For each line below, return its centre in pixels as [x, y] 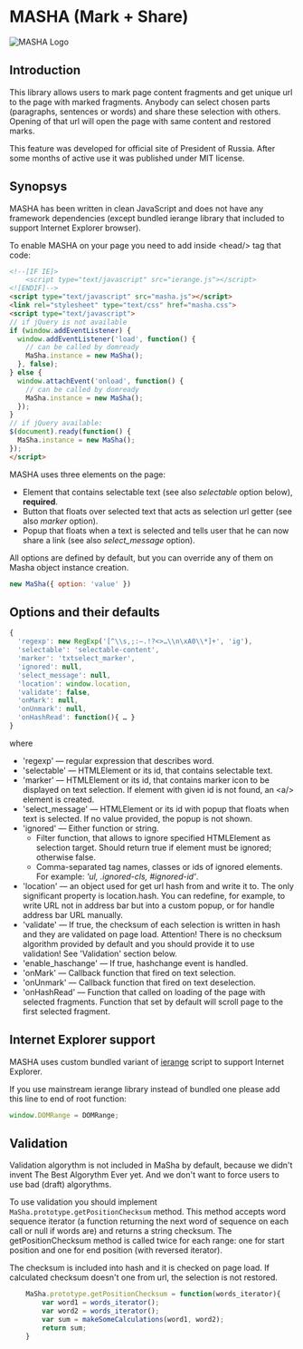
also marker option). [60, 521]
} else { [26, 373]
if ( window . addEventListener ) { [70, 330]
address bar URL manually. [73, 914]
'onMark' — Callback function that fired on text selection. [129, 973]
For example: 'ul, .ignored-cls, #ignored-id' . [117, 876]
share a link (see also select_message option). [109, 540]
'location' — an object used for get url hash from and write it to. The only [158, 885]
